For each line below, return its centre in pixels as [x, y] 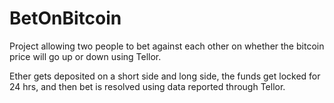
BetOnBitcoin [65, 18]
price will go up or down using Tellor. [85, 56]
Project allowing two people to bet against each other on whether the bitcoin [167, 46]
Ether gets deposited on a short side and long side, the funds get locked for [165, 76]
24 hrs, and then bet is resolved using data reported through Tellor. [147, 86]
